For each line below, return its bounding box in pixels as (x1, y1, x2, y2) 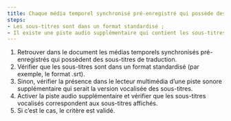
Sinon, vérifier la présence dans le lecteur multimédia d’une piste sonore (16, 77, 222, 86)
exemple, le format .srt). (16, 70, 85, 78)
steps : (7, 16, 26, 23)
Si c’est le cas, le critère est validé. (16, 107, 115, 115)
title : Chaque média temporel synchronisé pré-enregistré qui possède (7, 10, 214, 17)
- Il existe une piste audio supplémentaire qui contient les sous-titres (7, 29, 226, 36)
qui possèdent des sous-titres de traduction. (50, 56, 177, 64)
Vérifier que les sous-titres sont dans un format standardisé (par (16, 63, 199, 71)
